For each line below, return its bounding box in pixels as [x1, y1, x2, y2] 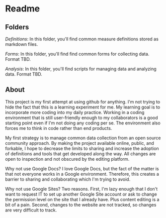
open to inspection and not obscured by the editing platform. [5, 156, 130, 162]
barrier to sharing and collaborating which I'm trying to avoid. [5, 176, 131, 182]
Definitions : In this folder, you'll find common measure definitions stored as [5, 36, 159, 42]
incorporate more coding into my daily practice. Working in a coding [5, 109, 145, 115]
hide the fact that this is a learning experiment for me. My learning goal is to [5, 104, 161, 110]
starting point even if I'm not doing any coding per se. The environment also [5, 120, 161, 126]
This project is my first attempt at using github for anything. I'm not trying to [5, 99, 161, 105]
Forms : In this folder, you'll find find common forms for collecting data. [5, 51, 150, 57]
